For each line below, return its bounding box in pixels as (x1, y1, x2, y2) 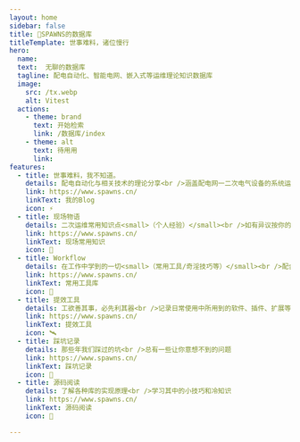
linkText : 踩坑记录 (25, 362, 92, 371)
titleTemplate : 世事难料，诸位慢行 (9, 38, 129, 47)
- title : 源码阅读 (17, 379, 80, 388)
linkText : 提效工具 (25, 321, 92, 329)
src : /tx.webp (25, 88, 78, 96)
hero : (9, 46, 29, 55)
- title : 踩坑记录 (17, 337, 80, 346)
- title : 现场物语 (17, 212, 80, 221)
